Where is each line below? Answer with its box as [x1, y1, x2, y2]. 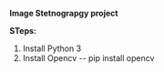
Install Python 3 [22, 43, 82, 54]
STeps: [9, 26, 36, 36]
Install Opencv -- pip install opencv [22, 53, 155, 63]
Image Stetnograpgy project [9, 8, 118, 18]
